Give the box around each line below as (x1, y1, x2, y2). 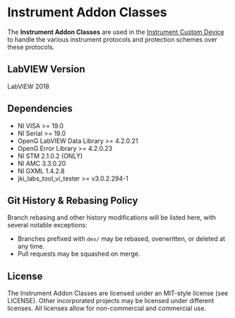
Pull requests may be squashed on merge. (17, 249, 140, 259)
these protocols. (7, 42, 55, 51)
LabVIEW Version (7, 63, 85, 75)
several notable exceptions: (7, 221, 88, 229)
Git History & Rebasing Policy (7, 194, 138, 206)
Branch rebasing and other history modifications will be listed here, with (7, 213, 217, 222)
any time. (17, 242, 44, 251)
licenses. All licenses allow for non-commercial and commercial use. (7, 304, 207, 312)
